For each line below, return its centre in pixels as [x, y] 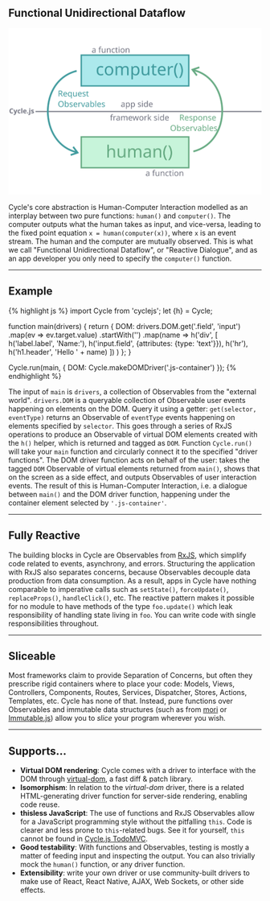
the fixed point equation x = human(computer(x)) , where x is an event [123, 232]
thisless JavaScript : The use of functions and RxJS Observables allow [137, 813]
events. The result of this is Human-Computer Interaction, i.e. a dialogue [128, 485]
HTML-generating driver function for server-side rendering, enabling [133, 796]
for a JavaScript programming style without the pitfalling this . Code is [136, 822]
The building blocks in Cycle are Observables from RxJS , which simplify [127, 555]
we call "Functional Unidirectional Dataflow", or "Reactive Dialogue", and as [133, 249]
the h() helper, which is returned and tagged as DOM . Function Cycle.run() [131, 442]
